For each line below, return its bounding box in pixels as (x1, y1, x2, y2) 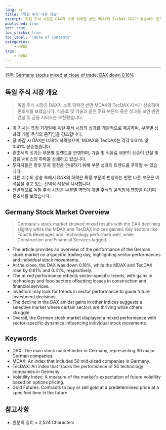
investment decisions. (12, 294, 57, 300)
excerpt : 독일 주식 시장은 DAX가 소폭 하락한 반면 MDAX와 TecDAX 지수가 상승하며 (5, 16, 154, 21)
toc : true (5, 26, 26, 31)
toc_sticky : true (5, 30, 41, 35)
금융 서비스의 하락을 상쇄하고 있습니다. (12, 156, 86, 162)
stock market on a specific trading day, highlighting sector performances (12, 252, 161, 258)
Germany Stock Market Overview (5, 208, 110, 216)
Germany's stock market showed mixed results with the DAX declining (17, 221, 161, 227)
